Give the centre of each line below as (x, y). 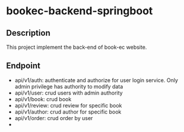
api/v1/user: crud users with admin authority (69, 93)
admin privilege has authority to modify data (69, 86)
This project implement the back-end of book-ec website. (77, 47)
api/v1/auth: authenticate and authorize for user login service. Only (96, 80)
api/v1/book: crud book (43, 99)
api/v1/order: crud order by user (54, 118)
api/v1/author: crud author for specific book (68, 112)
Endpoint (23, 66)
